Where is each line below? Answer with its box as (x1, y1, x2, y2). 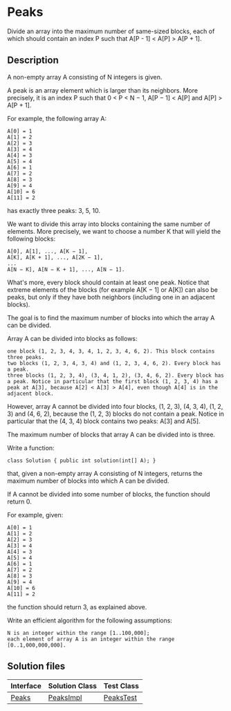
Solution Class (48, 681, 98, 690)
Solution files (7, 661, 66, 672)
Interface (10, 681, 41, 690)
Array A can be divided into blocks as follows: (7, 334, 138, 342)
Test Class (103, 681, 140, 690)
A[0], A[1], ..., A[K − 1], (7, 248, 89, 255)
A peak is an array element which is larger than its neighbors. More (7, 86, 198, 94)
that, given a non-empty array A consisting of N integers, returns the (7, 469, 203, 477)
